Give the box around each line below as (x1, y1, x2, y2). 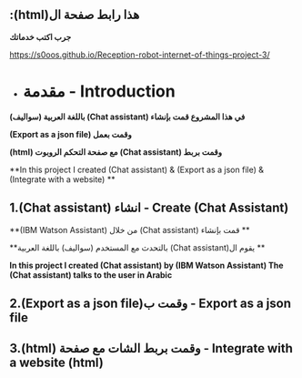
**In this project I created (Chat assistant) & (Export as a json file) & (9, 164, 264, 175)
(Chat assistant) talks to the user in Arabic (9, 269, 173, 281)
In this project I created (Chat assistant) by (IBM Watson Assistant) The (9, 260, 284, 271)
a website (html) (9, 355, 105, 371)
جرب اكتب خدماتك (9, 31, 72, 42)
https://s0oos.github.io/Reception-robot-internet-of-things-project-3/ (9, 49, 270, 60)
